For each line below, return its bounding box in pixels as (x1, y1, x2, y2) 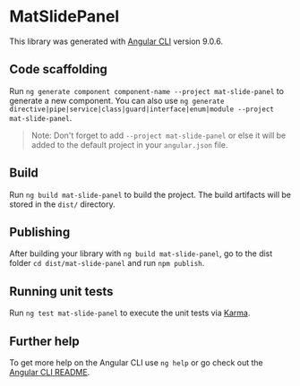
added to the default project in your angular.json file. (30, 139, 228, 150)
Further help (9, 333, 81, 348)
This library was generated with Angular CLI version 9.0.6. (9, 36, 224, 47)
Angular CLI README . (9, 367, 90, 377)
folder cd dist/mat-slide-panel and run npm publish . (9, 258, 205, 269)
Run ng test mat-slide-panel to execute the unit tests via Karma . (9, 307, 251, 319)
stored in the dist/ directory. (9, 199, 116, 210)
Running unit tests (9, 284, 114, 299)
